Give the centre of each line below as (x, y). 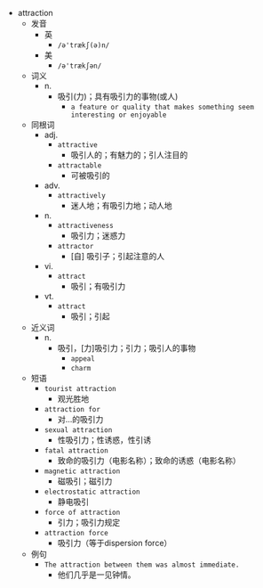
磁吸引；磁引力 (85, 481)
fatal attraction (76, 451)
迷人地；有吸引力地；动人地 (121, 205)
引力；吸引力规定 (89, 522)
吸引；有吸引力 (98, 286)
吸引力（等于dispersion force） (115, 543)
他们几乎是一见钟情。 (96, 575)
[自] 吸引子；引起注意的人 (118, 256)
